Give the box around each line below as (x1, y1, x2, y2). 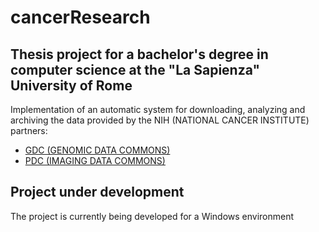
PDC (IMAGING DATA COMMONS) (24, 155, 166, 166)
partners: (10, 125, 48, 136)
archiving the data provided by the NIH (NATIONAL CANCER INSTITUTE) (10, 114, 310, 126)
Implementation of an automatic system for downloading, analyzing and (10, 104, 306, 115)
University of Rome (10, 77, 133, 94)
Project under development (10, 184, 185, 201)
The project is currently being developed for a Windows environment (10, 210, 295, 222)
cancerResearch (10, 6, 151, 29)
